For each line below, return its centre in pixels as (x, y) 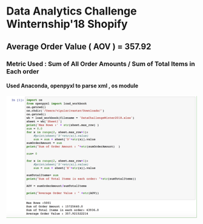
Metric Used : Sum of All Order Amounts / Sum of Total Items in (101, 64)
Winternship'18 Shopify (67, 24)
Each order (23, 71)
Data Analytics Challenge (72, 11)
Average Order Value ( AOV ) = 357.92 (79, 46)
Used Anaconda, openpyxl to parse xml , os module (72, 86)
